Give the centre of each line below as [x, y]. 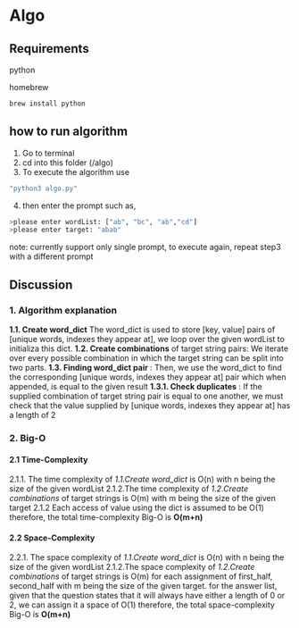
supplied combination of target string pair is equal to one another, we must [146, 396]
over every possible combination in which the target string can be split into [146, 358]
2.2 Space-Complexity [52, 538]
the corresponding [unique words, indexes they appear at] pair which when [148, 377]
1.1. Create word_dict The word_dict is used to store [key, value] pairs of [142, 330]
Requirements [49, 49]
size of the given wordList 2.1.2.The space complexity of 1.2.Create [132, 567]
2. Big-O [28, 438]
